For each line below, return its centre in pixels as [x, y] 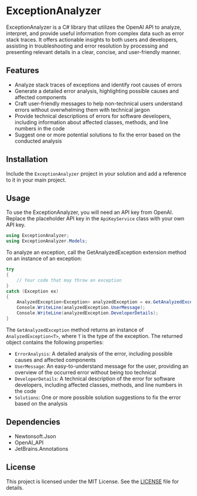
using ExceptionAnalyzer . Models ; [47, 241]
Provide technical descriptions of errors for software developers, [93, 116]
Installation [27, 160]
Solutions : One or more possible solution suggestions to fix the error [98, 397]
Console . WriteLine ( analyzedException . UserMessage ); [81, 308]
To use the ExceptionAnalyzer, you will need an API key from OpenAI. [90, 212]
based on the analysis [41, 403]
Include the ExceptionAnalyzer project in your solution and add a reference [96, 173]
